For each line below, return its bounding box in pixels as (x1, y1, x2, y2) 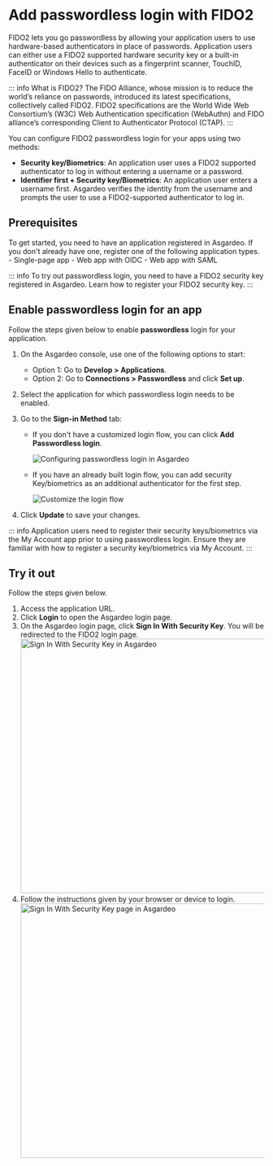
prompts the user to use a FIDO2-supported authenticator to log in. (19, 192, 245, 202)
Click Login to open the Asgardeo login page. (19, 612, 173, 622)
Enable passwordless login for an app (8, 303, 202, 317)
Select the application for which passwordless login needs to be (19, 389, 235, 399)
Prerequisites (8, 216, 78, 230)
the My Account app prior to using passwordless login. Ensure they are (8, 534, 246, 544)
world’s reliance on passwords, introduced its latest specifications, (8, 91, 232, 101)
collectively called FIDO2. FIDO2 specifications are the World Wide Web (8, 100, 249, 110)
